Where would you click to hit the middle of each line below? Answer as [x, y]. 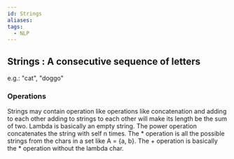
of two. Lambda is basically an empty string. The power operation [102, 126]
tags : [15, 26]
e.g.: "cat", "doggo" [36, 78]
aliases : [20, 20]
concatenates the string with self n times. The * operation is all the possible [116, 134]
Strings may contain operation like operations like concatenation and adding [117, 112]
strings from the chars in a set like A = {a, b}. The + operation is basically [113, 141]
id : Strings [25, 14]
